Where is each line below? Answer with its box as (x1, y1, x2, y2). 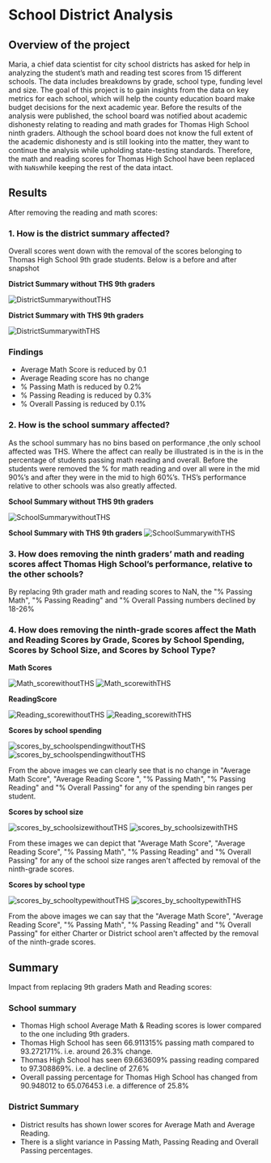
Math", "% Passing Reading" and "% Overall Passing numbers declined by (8, 595, 256, 605)
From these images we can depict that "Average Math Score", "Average (8, 838, 246, 848)
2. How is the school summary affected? (8, 420, 170, 431)
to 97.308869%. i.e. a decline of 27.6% (19, 1063, 150, 1074)
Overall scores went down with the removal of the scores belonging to (8, 246, 243, 256)
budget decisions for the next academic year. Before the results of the (8, 103, 243, 112)
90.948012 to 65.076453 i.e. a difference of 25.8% (19, 1081, 189, 1091)
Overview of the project (8, 38, 131, 52)
